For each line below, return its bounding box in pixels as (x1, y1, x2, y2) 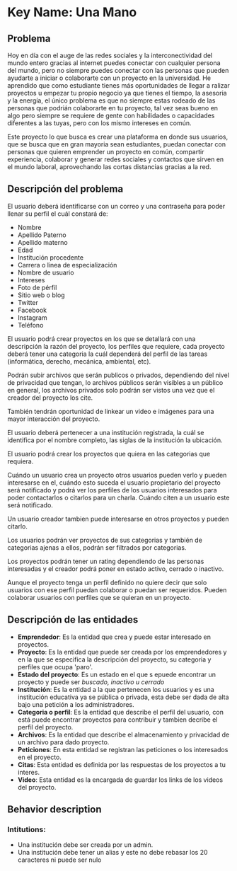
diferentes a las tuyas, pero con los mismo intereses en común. (7, 119, 192, 127)
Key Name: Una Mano (7, 4, 137, 21)
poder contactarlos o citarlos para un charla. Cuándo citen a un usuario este (7, 493, 230, 502)
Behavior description (7, 804, 102, 816)
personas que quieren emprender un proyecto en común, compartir (7, 148, 204, 156)
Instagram (17, 313, 47, 322)
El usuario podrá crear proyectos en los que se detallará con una (7, 334, 196, 343)
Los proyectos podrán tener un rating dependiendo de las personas (7, 557, 204, 565)
